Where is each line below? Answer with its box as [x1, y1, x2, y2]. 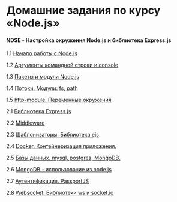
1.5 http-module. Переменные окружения [6, 97, 112, 104]
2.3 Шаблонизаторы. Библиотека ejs [6, 131, 99, 138]
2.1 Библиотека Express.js [6, 108, 71, 115]
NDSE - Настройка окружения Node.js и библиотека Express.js [6, 37, 172, 44]
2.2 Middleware [6, 119, 45, 126]
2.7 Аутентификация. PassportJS [6, 177, 89, 185]
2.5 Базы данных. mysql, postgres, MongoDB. [6, 154, 121, 162]
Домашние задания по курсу [6, 4, 161, 17]
